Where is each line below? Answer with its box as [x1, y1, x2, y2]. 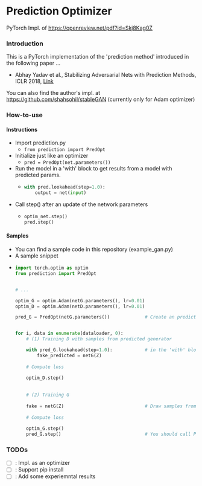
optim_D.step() [26, 375, 65, 381]
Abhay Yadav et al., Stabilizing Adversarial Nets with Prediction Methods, [14, 71, 197, 79]
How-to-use [6, 111, 43, 119]
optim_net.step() [24, 213, 68, 220]
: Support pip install [14, 466, 64, 473]
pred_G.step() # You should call [26, 431, 191, 438]
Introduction [6, 39, 43, 48]
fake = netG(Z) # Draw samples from [26, 403, 197, 409]
